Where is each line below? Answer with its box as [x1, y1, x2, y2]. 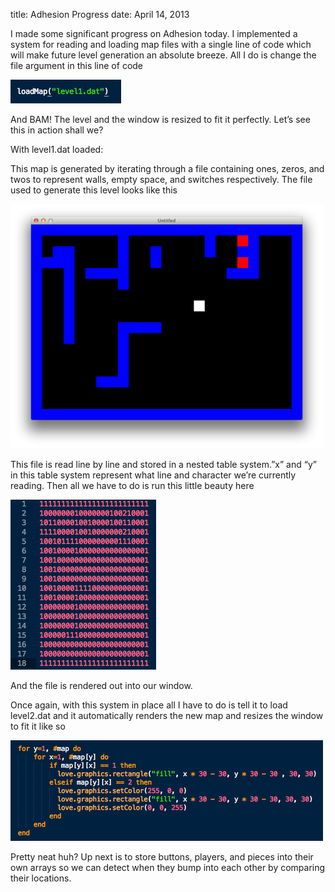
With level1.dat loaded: [10, 144, 104, 155]
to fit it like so [10, 720, 66, 732]
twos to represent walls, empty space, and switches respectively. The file [10, 174, 313, 185]
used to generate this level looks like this [10, 184, 178, 196]
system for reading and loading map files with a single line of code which [10, 39, 312, 50]
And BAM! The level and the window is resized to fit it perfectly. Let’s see [10, 114, 311, 125]
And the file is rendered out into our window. [10, 680, 193, 691]
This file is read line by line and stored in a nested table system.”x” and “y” [10, 459, 317, 470]
